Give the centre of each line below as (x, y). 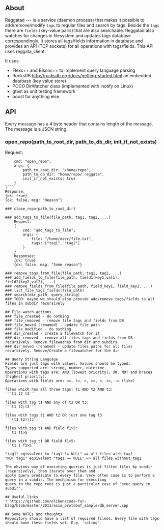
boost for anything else (36, 96)
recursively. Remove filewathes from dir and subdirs (61, 342)
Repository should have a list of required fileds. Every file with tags (82, 518)
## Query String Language (31, 359)
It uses (12, 60)
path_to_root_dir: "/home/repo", (57, 170)
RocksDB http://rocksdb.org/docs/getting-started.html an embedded (82, 75)
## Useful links (22, 497)
